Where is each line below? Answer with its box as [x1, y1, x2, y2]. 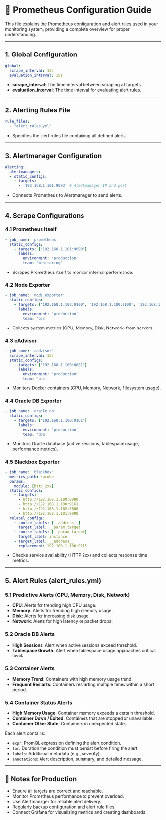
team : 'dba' [23, 432, 48, 437]
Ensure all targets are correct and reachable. [12, 788, 103, 794]
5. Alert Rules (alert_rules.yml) [5, 577, 102, 585]
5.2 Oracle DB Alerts [5, 631, 55, 638]
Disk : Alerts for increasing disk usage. [12, 613, 90, 619]
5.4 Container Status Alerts [5, 699, 73, 706]
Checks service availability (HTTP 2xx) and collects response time [12, 552, 148, 558]
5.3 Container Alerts [5, 665, 55, 672]
